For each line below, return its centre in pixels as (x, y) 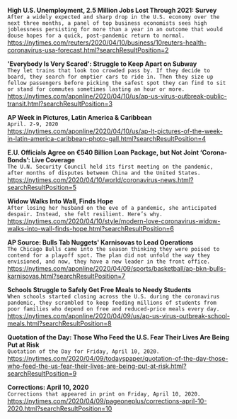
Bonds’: (19, 160)
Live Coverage (53, 160)
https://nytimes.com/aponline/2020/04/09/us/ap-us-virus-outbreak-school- (118, 316)
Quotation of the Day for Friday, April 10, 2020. (83, 352)
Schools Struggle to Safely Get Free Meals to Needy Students (99, 290)
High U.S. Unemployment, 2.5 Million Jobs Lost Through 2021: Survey (112, 10)
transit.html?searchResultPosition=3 (60, 104)
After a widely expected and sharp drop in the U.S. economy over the (114, 17)
